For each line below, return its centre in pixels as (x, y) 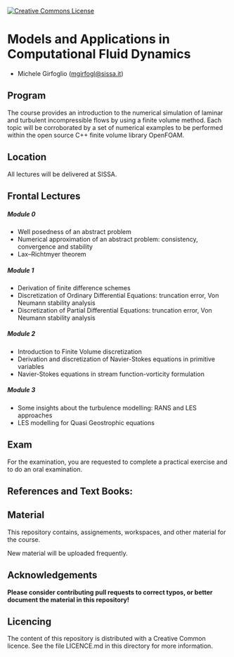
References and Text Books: (70, 492)
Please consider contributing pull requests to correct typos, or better (110, 592)
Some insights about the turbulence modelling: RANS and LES (107, 408)
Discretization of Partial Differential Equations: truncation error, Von (115, 310)
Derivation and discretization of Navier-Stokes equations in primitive (116, 359)
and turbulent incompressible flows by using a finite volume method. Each (115, 120)
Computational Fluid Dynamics (99, 54)
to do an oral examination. (45, 469)
